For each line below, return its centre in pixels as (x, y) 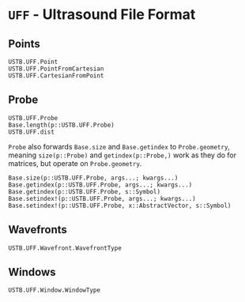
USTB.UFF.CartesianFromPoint (56, 76)
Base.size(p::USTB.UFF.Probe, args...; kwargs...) (93, 178)
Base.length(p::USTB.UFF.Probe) (61, 125)
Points (24, 44)
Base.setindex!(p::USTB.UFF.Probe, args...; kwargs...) (102, 198)
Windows (32, 272)
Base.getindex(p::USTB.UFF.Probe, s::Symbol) (84, 191)
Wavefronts (38, 230)
